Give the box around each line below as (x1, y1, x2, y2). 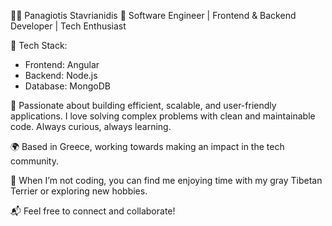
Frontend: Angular (24, 59, 100, 70)
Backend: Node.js (24, 70, 98, 81)
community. (10, 155, 59, 167)
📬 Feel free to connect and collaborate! (10, 205, 176, 217)
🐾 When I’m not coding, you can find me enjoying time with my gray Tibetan (10, 175, 323, 186)
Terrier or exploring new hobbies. (10, 185, 148, 197)
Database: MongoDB (24, 80, 111, 92)
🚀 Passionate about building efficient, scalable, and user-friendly (10, 100, 277, 111)
